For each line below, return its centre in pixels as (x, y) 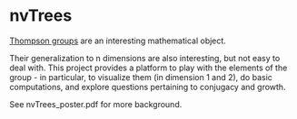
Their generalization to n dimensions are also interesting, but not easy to (145, 58)
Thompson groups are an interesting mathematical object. (118, 41)
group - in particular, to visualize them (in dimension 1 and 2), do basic (141, 77)
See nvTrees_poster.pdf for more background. (96, 104)
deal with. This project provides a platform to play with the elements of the (148, 68)
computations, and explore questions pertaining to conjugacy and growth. (148, 87)
